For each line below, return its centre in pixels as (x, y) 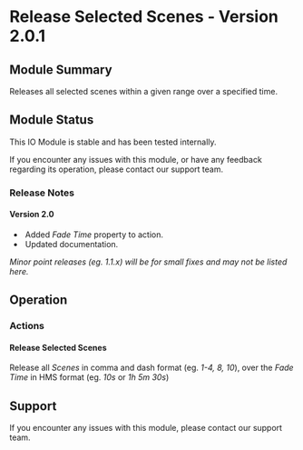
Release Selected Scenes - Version (144, 17)
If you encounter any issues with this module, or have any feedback (136, 159)
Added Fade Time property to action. (94, 235)
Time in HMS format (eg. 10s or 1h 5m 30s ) (89, 377)
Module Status (52, 120)
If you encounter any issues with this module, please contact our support (146, 428)
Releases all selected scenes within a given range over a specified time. (144, 91)
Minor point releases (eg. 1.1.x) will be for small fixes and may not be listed (148, 262)
